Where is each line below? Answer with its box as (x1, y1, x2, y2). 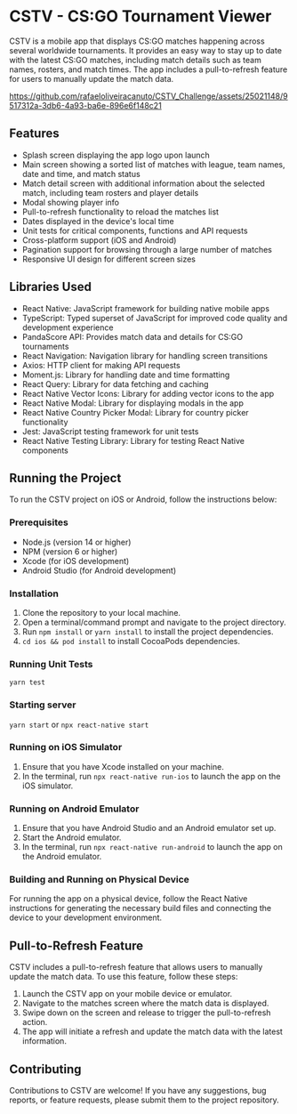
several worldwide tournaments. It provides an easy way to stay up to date (9, 44, 283, 55)
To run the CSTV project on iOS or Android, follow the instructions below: (9, 494, 277, 505)
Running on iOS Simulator (9, 741, 123, 754)
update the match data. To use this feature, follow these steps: (9, 972, 238, 982)
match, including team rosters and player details (21, 187, 199, 198)
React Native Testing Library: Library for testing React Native (21, 435, 245, 446)
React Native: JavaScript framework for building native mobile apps (21, 303, 269, 313)
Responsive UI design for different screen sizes (21, 254, 197, 264)
